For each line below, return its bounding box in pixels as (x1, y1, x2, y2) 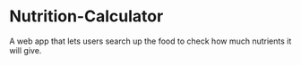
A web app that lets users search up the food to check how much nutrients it (9, 36, 292, 46)
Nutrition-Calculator (9, 6, 164, 27)
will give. (9, 45, 42, 55)
